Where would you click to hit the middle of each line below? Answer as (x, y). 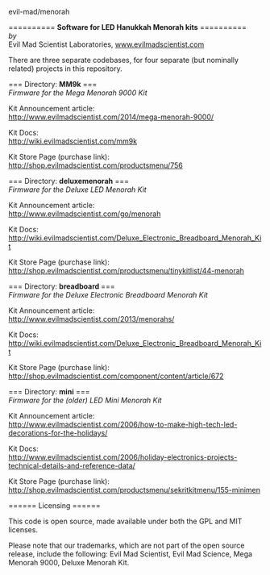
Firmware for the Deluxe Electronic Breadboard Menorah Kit (108, 295)
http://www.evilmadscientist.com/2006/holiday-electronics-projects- (123, 457)
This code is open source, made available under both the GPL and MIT (125, 521)
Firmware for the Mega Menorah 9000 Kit (78, 93)
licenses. (23, 530)
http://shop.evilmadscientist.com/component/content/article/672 (116, 376)
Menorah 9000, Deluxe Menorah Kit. (69, 562)
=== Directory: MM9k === (53, 84)
